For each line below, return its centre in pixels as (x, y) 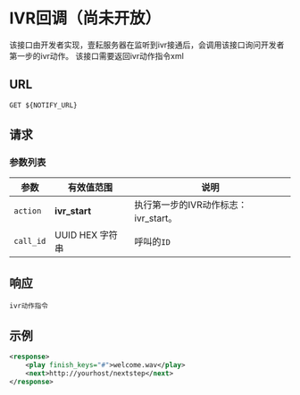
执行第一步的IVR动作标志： (191, 205)
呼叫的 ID (153, 242)
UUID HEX (76, 235)
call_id (30, 241)
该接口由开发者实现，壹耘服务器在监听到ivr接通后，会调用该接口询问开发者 (147, 45)
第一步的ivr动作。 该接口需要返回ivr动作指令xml (97, 55)
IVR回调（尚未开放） (85, 18)
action (28, 211)
